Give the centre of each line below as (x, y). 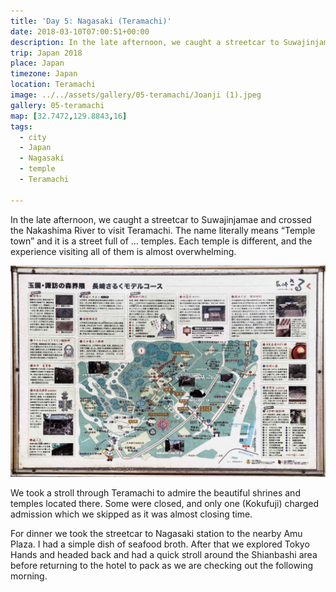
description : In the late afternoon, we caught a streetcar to (145, 42)
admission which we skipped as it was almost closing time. (131, 514)
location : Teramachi (53, 85)
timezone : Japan (44, 74)
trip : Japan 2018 (46, 53)
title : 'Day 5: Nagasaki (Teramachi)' (91, 21)
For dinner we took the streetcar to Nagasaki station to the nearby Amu (156, 534)
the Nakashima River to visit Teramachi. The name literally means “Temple (163, 230)
